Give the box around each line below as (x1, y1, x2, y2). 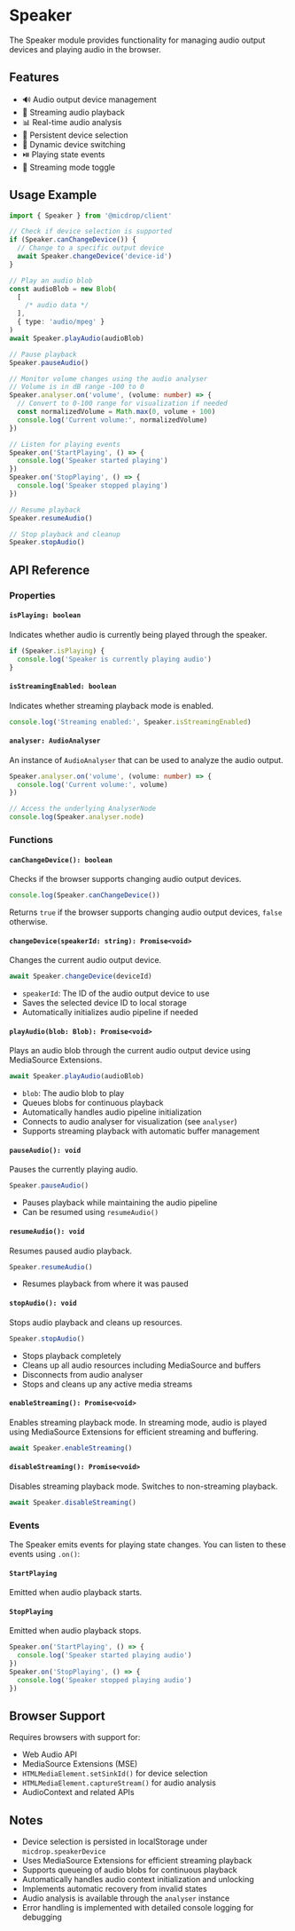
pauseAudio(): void (9, 1146, 82, 1155)
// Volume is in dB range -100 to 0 (9, 383, 144, 392)
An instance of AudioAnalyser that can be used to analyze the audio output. (9, 754, 283, 765)
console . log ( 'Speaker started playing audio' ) (17, 1651, 192, 1660)
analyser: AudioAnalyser (9, 736, 101, 746)
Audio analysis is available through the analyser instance (21, 1893, 230, 1903)
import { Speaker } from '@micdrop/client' (9, 211, 173, 220)
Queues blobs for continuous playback (21, 1098, 164, 1109)
